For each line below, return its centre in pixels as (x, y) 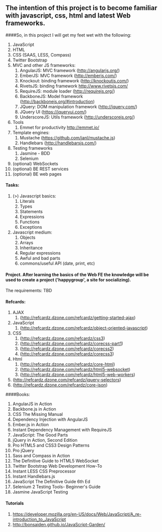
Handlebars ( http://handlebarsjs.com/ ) (58, 143)
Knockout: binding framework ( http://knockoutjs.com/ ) (74, 80)
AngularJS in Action (32, 404)
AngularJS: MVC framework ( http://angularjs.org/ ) (70, 70)
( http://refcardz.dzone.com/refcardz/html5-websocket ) (75, 370)
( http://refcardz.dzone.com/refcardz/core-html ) (67, 364)
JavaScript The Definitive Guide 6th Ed (51, 482)
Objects (28, 237)
